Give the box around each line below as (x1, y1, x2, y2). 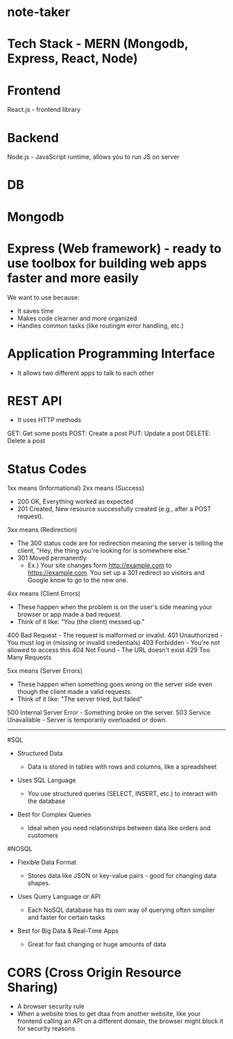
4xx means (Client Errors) (7, 590, 81, 598)
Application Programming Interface (7, 345, 215, 361)
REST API (7, 393, 62, 408)
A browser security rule (17, 1002, 85, 1011)
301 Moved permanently (17, 554, 87, 563)
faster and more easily (7, 270, 139, 285)
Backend (7, 130, 59, 146)
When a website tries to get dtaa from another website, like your (17, 1010, 201, 1018)
